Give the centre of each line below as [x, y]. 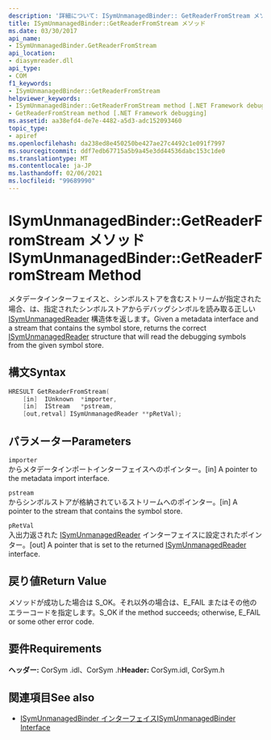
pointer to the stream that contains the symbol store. [96, 511]
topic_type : [28, 128]
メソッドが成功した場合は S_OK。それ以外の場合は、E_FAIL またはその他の [133, 602]
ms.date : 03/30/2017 [43, 31]
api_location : [32, 53]
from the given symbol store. [56, 345]
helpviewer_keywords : [45, 98]
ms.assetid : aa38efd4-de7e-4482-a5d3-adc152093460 [95, 121]
